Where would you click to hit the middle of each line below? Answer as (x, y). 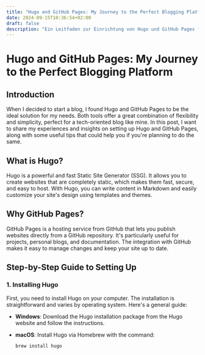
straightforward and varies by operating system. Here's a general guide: (97, 304)
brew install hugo (38, 346)
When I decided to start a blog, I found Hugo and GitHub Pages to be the (98, 109)
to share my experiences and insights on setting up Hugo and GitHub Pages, (103, 129)
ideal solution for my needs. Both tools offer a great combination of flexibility (103, 116)
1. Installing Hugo (32, 285)
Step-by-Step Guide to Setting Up (71, 267)
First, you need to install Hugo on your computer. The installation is (91, 298)
